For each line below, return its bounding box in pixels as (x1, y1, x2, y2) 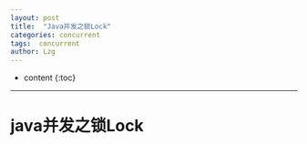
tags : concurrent (10, 38, 80, 48)
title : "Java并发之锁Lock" (10, 22, 112, 31)
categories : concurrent (10, 30, 101, 39)
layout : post (10, 13, 60, 23)
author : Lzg (10, 47, 56, 57)
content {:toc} (23, 72, 77, 83)
